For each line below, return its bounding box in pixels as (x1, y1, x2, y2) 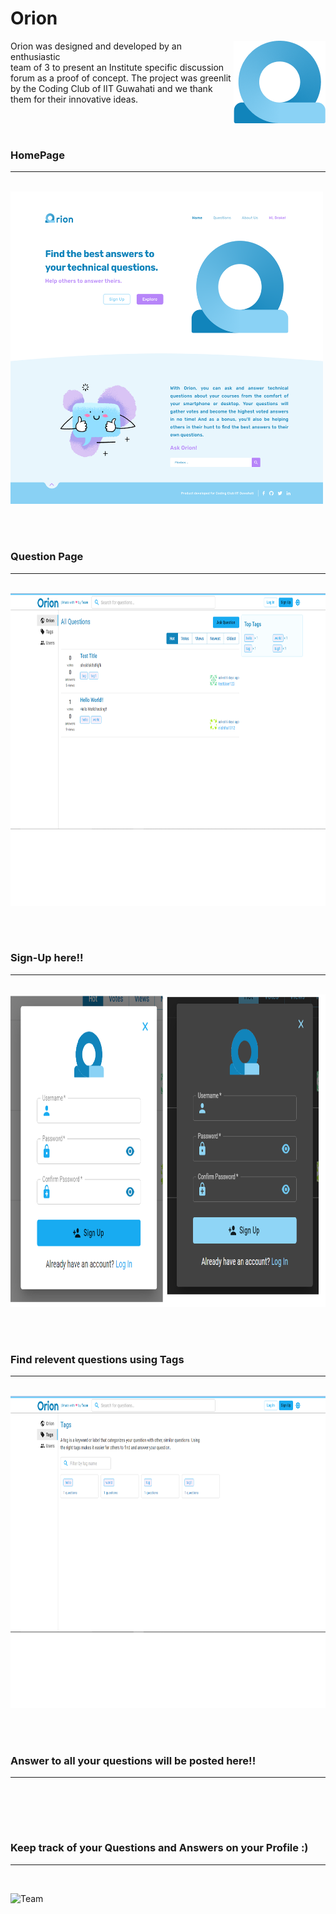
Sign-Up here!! (10, 951, 84, 965)
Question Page (10, 550, 84, 564)
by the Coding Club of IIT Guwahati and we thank (10, 82, 213, 94)
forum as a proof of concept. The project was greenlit (10, 72, 232, 84)
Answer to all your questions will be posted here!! (10, 1754, 257, 1768)
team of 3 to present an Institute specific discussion (10, 61, 225, 73)
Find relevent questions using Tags (10, 1352, 185, 1366)
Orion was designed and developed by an (10, 40, 182, 52)
